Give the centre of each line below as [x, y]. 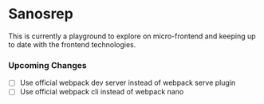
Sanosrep [41, 14]
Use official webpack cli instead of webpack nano [102, 92]
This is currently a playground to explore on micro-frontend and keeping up [132, 36]
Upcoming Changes [47, 65]
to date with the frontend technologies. [72, 44]
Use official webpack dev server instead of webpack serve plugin [128, 83]
